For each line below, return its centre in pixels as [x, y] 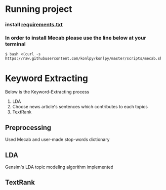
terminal [15, 44]
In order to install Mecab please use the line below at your [76, 38]
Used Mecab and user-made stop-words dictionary [57, 140]
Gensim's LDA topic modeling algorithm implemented [59, 167]
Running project [39, 9]
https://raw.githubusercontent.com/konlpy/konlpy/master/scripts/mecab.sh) [85, 59]
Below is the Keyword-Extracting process [47, 92]
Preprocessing [28, 127]
